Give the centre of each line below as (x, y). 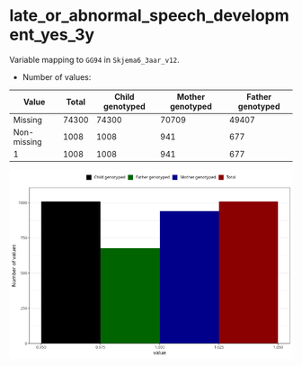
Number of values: (57, 76)
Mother (191, 97)
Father (259, 97)
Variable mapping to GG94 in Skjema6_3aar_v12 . (94, 59)
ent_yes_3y (52, 35)
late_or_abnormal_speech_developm (149, 16)
